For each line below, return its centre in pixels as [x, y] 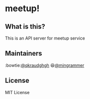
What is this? [25, 27]
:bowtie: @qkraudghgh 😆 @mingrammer [45, 65]
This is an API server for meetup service [45, 38]
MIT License [17, 92]
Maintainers [24, 53]
